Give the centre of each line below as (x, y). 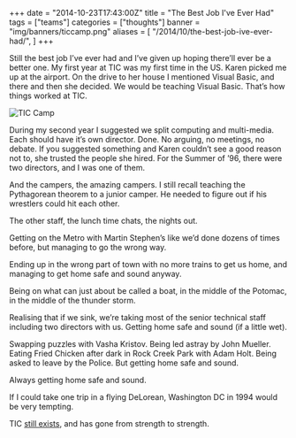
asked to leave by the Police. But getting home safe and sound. (124, 363)
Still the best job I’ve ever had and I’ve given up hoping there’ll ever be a (140, 58)
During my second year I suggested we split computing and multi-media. (142, 130)
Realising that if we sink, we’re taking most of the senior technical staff (138, 317)
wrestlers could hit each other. (65, 204)
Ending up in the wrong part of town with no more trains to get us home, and (148, 264)
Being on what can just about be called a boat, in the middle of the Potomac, (148, 291)
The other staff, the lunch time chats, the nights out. (103, 221)
